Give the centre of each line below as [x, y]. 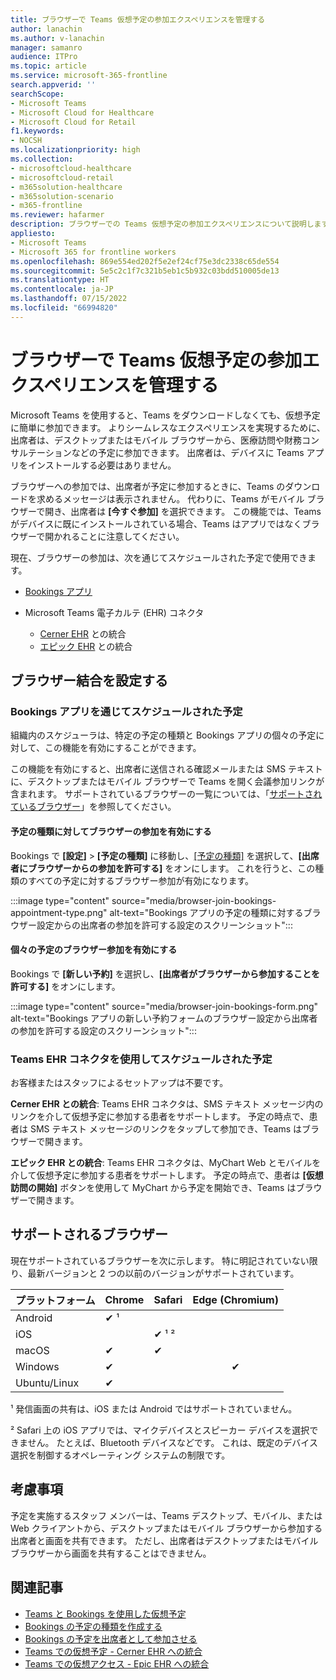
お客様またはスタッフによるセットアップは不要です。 [119, 1083]
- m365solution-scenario [62, 196]
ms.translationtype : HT [60, 280]
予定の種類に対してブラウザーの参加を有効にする [111, 831]
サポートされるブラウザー [89, 1234]
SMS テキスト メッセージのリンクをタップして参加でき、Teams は [166, 1129]
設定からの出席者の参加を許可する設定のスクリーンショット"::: [164, 925]
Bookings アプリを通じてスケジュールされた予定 [126, 711]
